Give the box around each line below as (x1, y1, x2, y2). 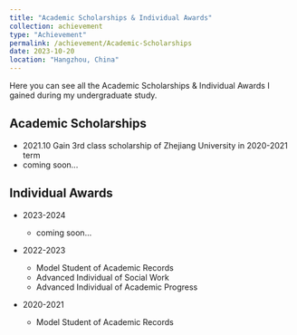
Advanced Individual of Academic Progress (35, 282, 198, 292)
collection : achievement (9, 22, 103, 31)
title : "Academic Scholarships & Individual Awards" (9, 13, 213, 23)
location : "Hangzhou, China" (9, 55, 120, 64)
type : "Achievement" (9, 30, 88, 39)
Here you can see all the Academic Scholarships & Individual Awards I (9, 81, 270, 91)
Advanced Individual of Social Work (35, 272, 169, 282)
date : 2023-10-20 (9, 47, 75, 56)
